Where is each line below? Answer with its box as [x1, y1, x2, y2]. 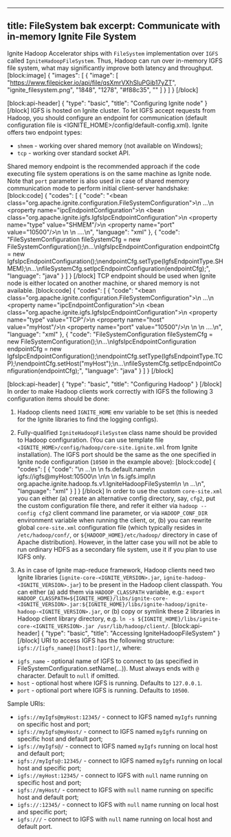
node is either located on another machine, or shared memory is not [7, 279, 200, 287]
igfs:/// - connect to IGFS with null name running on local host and [16, 815, 213, 823]
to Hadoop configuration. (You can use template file [16, 436, 164, 444]
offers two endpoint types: [7, 128, 82, 136]
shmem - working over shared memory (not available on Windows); [16, 142, 203, 150]
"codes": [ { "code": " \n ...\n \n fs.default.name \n [16, 465, 155, 473]
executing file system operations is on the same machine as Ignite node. [7, 169, 212, 177]
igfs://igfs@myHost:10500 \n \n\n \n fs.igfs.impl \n [16, 472, 156, 480]
